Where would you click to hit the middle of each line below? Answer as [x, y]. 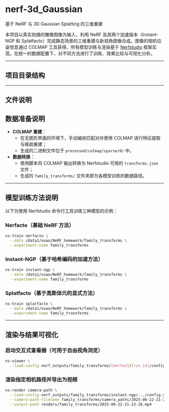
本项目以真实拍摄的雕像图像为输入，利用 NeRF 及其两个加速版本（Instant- [82, 34]
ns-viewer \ [18, 361]
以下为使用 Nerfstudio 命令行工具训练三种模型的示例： [62, 211]
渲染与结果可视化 [32, 335]
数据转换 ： [24, 156]
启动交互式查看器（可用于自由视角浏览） [54, 350]
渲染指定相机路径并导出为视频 [41, 379]
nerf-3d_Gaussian [44, 9]
